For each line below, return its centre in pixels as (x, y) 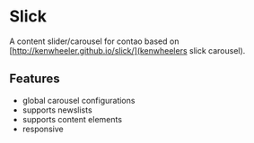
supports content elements (72, 119)
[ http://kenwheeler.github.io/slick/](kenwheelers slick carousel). (127, 50)
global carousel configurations (79, 100)
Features (35, 79)
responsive (43, 129)
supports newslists (57, 110)
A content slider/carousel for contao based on (94, 41)
